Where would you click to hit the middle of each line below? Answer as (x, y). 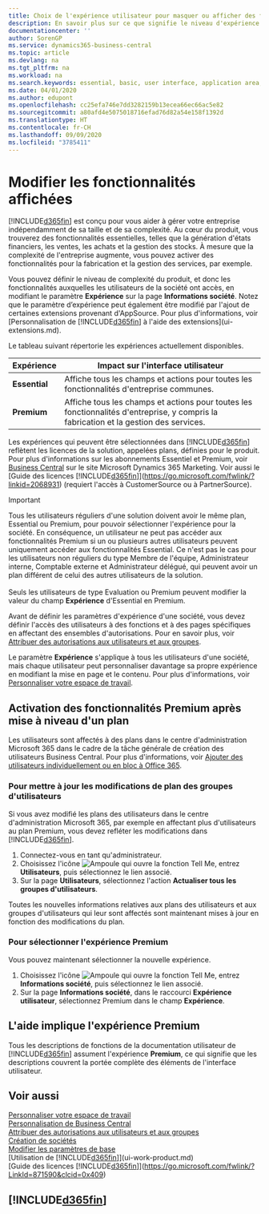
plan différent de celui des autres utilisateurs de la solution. (106, 575)
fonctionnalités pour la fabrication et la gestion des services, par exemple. (130, 264)
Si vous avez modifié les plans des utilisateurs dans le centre (108, 813)
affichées (41, 199)
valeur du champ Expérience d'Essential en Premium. (97, 601)
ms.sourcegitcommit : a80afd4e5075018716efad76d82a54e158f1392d (116, 113)
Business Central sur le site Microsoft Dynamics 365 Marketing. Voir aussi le (134, 468)
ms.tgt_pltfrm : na (39, 68)
